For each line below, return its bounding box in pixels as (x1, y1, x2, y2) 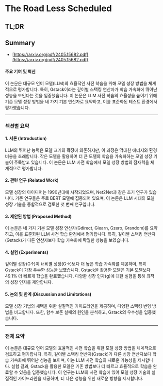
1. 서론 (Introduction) (5, 136, 47, 141)
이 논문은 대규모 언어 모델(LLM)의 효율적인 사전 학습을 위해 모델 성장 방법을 (5, 80, 147, 86)
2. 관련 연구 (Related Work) (5, 177, 59, 183)
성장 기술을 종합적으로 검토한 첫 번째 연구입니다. (5, 201, 96, 207)
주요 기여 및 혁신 (5, 69, 36, 74)
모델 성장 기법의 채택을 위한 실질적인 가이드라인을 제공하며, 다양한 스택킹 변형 (5, 303, 151, 309)
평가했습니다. (5, 105, 30, 110)
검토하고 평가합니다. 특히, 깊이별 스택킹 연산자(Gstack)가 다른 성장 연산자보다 (5, 351, 152, 357)
